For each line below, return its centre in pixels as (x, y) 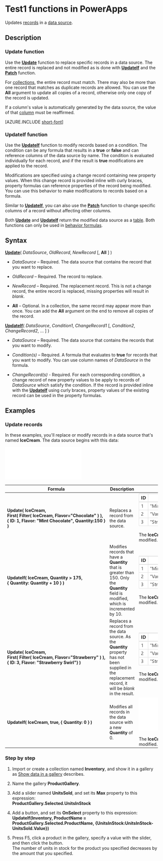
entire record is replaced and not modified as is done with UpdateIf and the (81, 67)
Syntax (16, 241)
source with (121, 722)
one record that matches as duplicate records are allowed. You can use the (80, 87)
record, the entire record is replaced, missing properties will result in (80, 291)
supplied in (121, 667)
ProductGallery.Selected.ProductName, (53, 823)
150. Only (119, 578)
